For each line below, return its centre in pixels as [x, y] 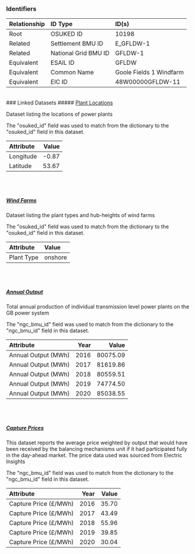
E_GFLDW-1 [133, 44]
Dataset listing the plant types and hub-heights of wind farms [80, 215]
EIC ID [59, 82]
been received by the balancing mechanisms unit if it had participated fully [97, 449]
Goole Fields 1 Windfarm [150, 73]
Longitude [23, 156]
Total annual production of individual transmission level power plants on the [98, 307]
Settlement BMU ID [77, 44]
